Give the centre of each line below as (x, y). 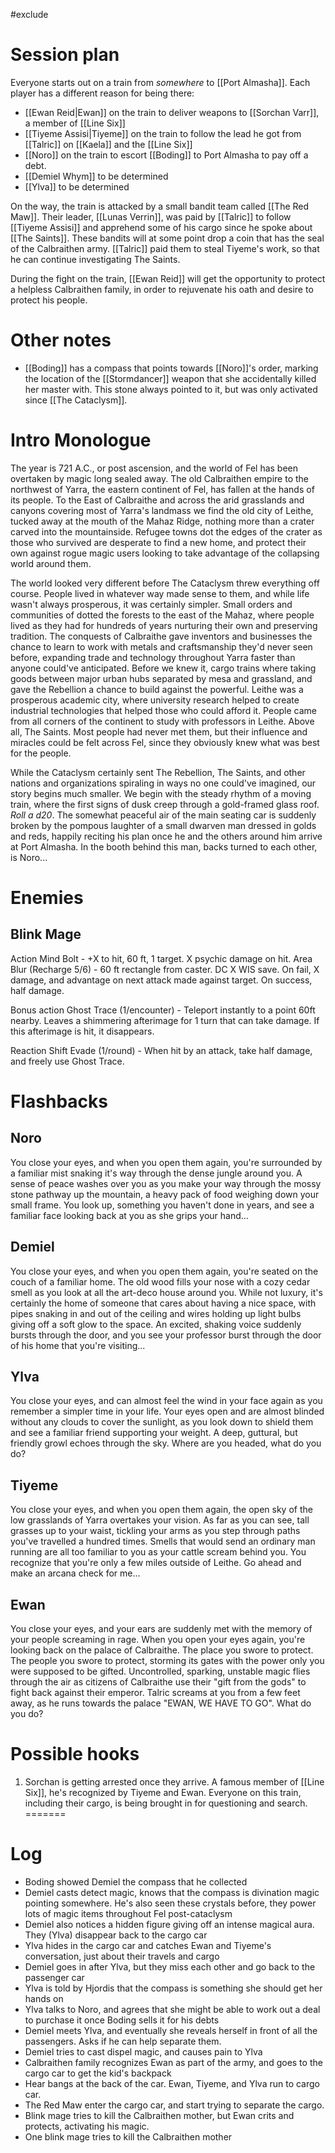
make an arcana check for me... (75, 1573)
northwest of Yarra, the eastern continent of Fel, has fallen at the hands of (162, 489)
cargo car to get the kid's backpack (98, 2073)
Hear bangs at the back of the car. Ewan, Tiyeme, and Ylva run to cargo (172, 2083)
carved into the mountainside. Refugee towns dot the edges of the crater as (166, 531)
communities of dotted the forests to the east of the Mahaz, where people (162, 615)
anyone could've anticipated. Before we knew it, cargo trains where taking (163, 668)
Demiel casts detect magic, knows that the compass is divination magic (172, 1892)
